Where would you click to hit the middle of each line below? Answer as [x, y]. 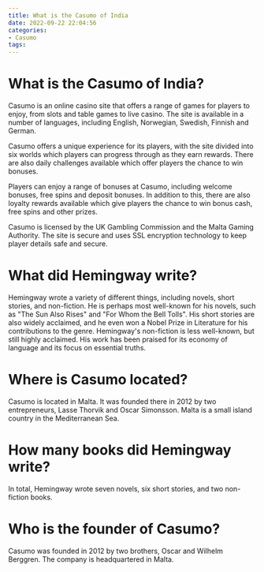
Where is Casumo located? [98, 380]
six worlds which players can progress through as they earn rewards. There [131, 155]
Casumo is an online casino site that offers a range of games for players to [129, 106]
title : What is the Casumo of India [68, 15]
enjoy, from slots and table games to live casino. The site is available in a [126, 114]
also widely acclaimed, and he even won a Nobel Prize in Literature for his [128, 323]
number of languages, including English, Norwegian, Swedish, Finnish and [129, 122]
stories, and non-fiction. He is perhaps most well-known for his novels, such [132, 306]
